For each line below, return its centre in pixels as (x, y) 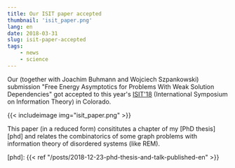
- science (34, 59)
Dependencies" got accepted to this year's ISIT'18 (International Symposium (117, 94)
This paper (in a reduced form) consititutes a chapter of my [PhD (101, 128)
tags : (15, 46)
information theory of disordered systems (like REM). (83, 143)
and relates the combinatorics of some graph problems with (111, 136)
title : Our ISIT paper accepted (54, 14)
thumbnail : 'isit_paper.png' (50, 20)
